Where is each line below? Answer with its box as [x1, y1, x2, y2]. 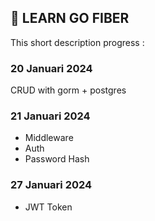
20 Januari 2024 [10, 61, 93, 75]
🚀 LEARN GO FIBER [10, 10, 130, 27]
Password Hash [24, 153, 90, 165]
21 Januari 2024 [10, 109, 91, 123]
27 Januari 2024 [10, 178, 93, 192]
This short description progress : [10, 36, 145, 48]
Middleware [24, 132, 74, 144]
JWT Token [24, 201, 73, 213]
